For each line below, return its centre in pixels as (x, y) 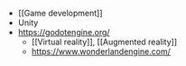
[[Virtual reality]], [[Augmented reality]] (104, 42)
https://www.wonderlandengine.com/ (101, 52)
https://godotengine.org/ (64, 32)
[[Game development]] (60, 13)
